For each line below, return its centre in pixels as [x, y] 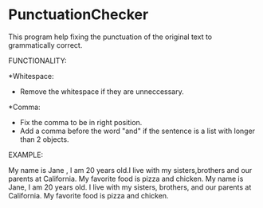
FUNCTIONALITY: [37, 61]
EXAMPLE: [26, 155]
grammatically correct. [45, 45]
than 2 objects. [44, 139]
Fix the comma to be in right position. [81, 122]
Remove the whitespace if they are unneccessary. [102, 91]
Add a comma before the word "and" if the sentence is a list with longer [137, 131]
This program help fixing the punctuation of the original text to [110, 37]
